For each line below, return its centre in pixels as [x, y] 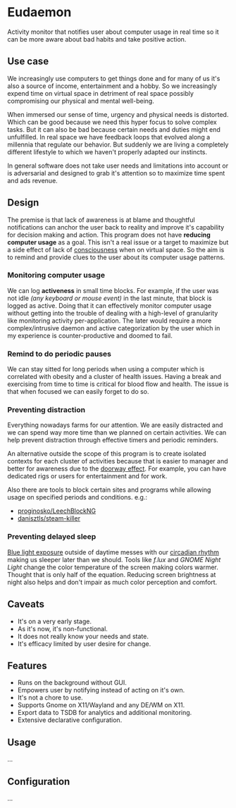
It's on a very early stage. [54, 621]
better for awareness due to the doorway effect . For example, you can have [117, 468]
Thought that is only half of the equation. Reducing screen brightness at [112, 574]
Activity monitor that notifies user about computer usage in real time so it [113, 32]
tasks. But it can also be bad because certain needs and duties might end [114, 129]
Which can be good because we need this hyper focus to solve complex [112, 122]
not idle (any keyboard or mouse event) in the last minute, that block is [110, 298]
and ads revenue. [32, 180]
